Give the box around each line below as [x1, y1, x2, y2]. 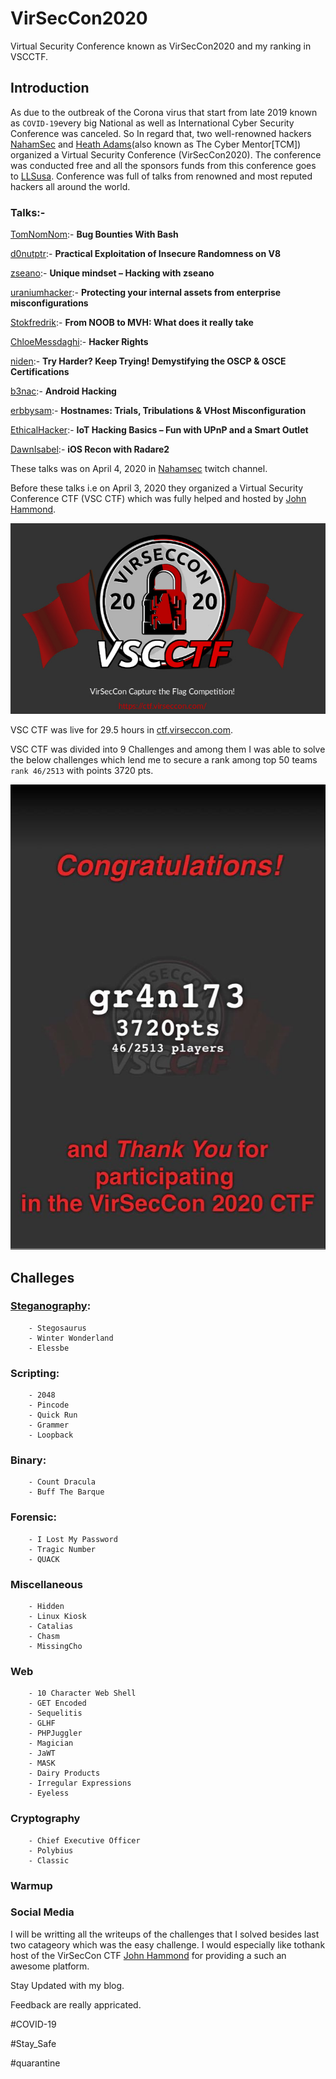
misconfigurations [10, 297, 89, 309]
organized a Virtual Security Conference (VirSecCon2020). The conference [10, 148, 322, 161]
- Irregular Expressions [28, 1778, 132, 1789]
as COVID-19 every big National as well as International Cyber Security [10, 117, 295, 129]
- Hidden [28, 1602, 65, 1612]
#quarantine [10, 2057, 61, 2069]
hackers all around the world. [10, 180, 131, 192]
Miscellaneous [10, 1577, 83, 1591]
